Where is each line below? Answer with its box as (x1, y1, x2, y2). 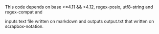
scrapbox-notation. (5, 23, 44, 29)
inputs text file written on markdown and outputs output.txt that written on (5, 19, 154, 24)
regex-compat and (5, 9, 43, 15)
